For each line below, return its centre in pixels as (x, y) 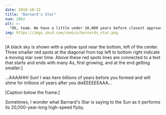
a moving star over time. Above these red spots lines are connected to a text (83, 57)
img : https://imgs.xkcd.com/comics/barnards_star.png (62, 33)
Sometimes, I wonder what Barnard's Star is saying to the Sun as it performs (83, 102)
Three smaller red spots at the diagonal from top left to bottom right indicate (83, 52)
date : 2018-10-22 (23, 10)
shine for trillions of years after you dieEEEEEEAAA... (59, 83)
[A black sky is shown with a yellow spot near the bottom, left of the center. (82, 47)
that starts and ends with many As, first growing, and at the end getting (78, 63)
